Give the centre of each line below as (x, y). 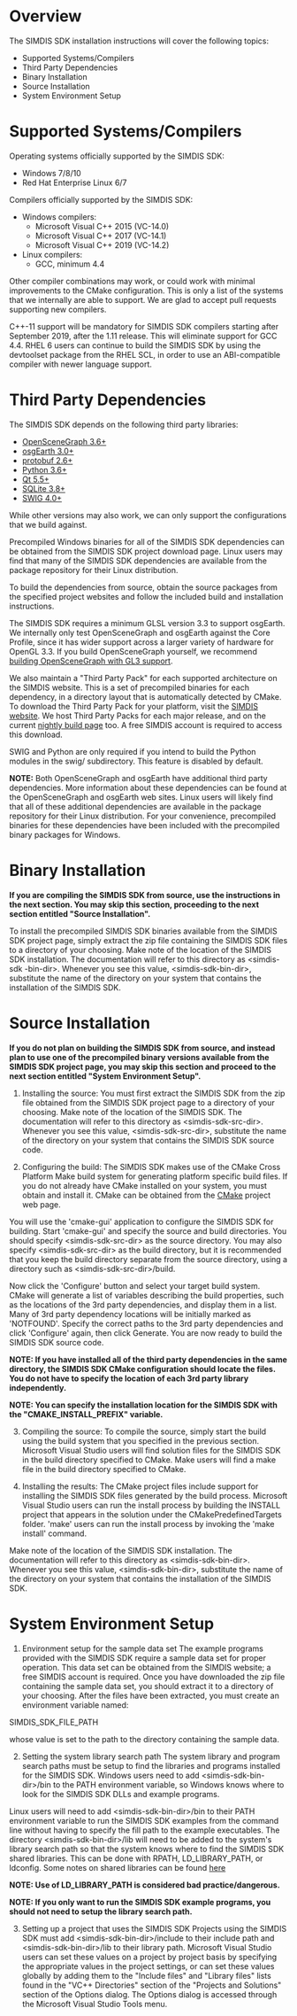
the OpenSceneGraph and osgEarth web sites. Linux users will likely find (141, 797)
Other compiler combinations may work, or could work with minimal (132, 281)
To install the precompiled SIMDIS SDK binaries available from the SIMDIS (143, 931)
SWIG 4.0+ (42, 498)
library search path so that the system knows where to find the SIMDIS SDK (147, 1849)
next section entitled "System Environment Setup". (105, 1076)
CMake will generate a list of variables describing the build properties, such (147, 1295)
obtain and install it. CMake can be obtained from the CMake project (146, 1195)
